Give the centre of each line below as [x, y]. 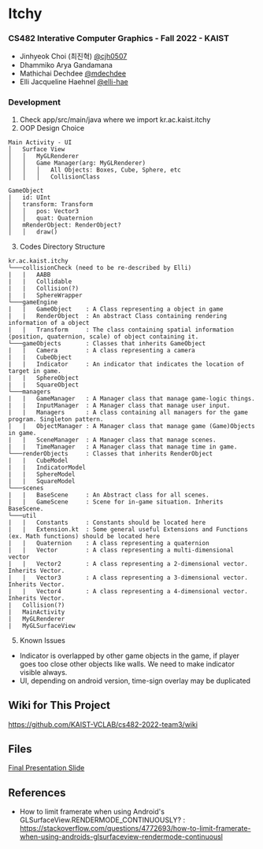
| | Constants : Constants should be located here [107, 522]
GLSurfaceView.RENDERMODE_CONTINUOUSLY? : [102, 820]
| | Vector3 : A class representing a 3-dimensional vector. [128, 578]
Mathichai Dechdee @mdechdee [73, 74]
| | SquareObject [44, 385]
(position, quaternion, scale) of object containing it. [104, 336]
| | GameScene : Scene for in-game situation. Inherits [116, 502]
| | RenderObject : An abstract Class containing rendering [117, 316]
